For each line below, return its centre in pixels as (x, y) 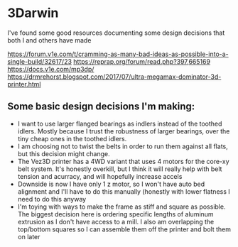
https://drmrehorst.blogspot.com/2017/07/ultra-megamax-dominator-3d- (114, 77)
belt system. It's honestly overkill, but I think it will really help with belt (120, 169)
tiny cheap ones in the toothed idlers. (72, 138)
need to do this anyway (52, 199)
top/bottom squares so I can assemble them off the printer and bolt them (124, 229)
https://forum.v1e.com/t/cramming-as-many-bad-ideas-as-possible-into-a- (118, 54)
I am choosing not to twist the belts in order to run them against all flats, (123, 146)
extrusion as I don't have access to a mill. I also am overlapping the (116, 221)
